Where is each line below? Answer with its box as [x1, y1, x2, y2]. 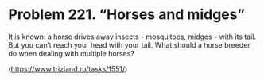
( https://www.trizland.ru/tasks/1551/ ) [8, 64, 128, 73]
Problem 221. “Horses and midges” [8, 6, 245, 24]
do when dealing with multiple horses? [8, 48, 135, 58]
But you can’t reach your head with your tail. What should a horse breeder [8, 40, 250, 49]
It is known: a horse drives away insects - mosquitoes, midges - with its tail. [8, 32, 257, 41]
